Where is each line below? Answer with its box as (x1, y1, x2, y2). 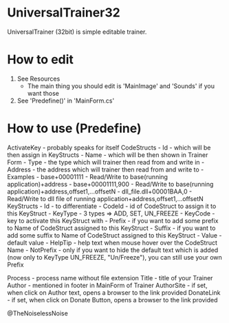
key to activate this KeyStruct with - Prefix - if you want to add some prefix (7, 216, 219, 225)
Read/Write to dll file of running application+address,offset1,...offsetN (7, 194, 204, 202)
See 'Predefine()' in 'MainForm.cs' (17, 96, 115, 105)
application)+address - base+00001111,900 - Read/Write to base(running (7, 180, 214, 188)
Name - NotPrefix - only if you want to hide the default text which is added (7, 246, 219, 254)
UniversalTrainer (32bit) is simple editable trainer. (7, 28, 147, 36)
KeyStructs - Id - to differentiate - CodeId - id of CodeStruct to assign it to (7, 202, 217, 210)
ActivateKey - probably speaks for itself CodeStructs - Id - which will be (7, 143, 211, 152)
